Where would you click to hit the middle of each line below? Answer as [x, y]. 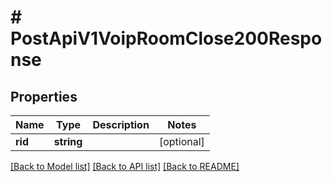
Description [121, 124]
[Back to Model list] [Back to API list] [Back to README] [125, 166]
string [68, 141]
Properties [44, 96]
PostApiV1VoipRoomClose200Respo [166, 38]
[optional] [181, 141]
